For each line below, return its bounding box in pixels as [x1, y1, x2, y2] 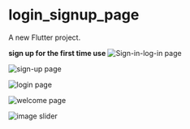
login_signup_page [8, 6, 140, 24]
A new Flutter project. [8, 32, 81, 42]
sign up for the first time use [8, 48, 106, 58]
